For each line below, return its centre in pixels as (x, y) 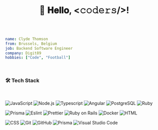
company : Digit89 (23, 53)
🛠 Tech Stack (22, 81)
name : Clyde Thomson (27, 39)
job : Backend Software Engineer (39, 48)
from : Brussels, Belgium (31, 44)
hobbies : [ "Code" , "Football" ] (38, 58)
